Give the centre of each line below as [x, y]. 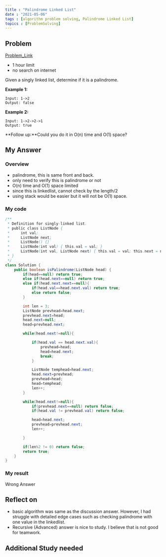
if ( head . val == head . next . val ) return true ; [76, 288]
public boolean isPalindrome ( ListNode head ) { [63, 270]
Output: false [20, 103]
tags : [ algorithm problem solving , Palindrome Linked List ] [69, 19]
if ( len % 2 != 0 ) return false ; [54, 447]
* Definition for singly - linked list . [47, 224]
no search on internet [34, 70]
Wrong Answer [20, 484]
